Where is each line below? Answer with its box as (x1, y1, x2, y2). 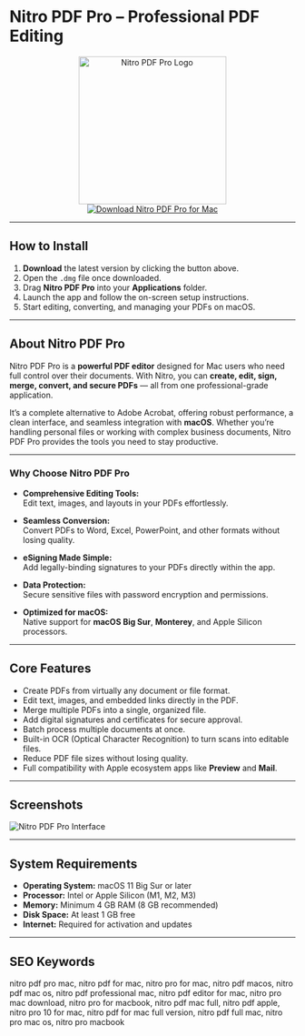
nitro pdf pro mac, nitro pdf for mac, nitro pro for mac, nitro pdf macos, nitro (9, 978, 293, 989)
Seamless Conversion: (22, 515, 111, 526)
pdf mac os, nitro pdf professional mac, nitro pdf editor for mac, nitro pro (9, 988, 282, 999)
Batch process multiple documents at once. (22, 723, 186, 734)
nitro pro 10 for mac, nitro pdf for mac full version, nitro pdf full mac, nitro (9, 1007, 283, 1018)
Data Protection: (22, 579, 86, 590)
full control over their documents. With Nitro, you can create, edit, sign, (9, 370, 278, 381)
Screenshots (9, 798, 84, 813)
